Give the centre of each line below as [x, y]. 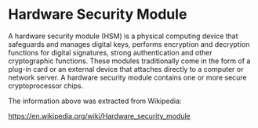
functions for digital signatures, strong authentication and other [111, 52]
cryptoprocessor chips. [46, 85]
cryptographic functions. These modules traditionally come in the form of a [129, 61]
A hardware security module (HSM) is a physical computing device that [123, 36]
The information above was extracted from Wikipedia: [95, 101]
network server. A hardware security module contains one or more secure [127, 77]
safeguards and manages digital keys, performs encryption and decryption [129, 44]
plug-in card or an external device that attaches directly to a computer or [126, 69]
